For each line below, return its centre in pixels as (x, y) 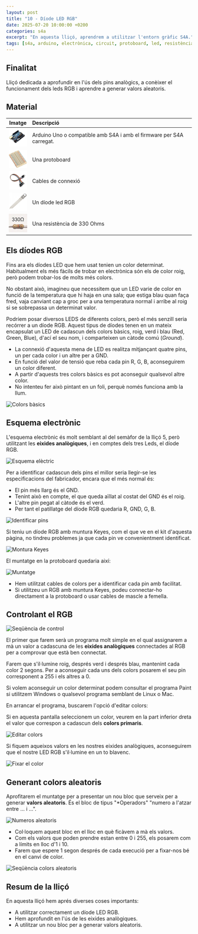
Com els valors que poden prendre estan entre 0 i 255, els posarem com (103, 838)
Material (22, 107)
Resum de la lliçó (38, 887)
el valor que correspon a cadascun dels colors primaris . (75, 723)
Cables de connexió (56, 181)
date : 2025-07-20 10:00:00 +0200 (47, 25)
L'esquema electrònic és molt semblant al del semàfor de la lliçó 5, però (93, 437)
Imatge (18, 123)
